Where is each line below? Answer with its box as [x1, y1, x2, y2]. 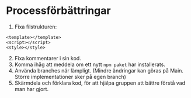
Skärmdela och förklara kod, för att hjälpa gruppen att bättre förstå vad [14, 79, 186, 86]
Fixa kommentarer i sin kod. [14, 55, 82, 61]
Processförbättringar [6, 4, 111, 17]
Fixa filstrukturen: [14, 23, 57, 30]
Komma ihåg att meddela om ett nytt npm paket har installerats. [14, 61, 165, 68]
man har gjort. [14, 85, 48, 92]
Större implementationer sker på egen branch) [14, 73, 127, 80]
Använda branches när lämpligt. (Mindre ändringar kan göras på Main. [14, 67, 184, 74]
